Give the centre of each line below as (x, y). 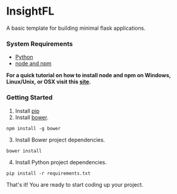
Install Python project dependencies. (61, 162)
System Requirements (40, 44)
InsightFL (30, 11)
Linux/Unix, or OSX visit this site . (48, 82)
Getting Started (29, 97)
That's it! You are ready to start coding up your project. (75, 184)
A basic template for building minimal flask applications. (76, 28)
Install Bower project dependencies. (60, 140)
